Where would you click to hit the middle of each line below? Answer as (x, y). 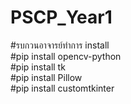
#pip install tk (38, 67)
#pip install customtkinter (62, 88)
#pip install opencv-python (66, 56)
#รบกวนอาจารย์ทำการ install (60, 45)
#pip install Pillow (46, 77)
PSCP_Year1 (61, 17)
